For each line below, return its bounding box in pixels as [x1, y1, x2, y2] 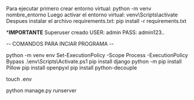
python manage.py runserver [6, 87, 77, 94]
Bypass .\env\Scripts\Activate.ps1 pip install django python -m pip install [6, 58, 182, 65]
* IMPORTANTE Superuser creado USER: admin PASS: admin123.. [6, 29, 165, 36]
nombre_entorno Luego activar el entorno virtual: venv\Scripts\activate [6, 11, 178, 18]
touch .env [6, 76, 32, 82]
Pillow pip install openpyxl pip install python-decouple [6, 64, 137, 71]
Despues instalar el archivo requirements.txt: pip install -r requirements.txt [6, 18, 187, 24]
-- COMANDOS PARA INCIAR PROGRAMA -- [6, 41, 114, 47]
